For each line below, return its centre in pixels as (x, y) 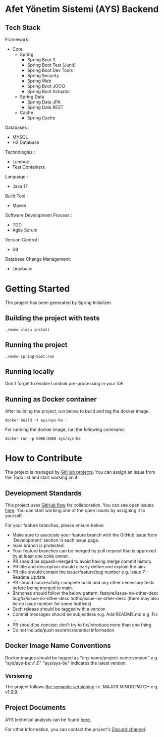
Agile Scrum (25, 230)
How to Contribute (44, 458)
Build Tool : (17, 196)
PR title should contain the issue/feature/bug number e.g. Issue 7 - (80, 572)
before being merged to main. (43, 588)
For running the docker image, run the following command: (65, 429)
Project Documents (35, 708)
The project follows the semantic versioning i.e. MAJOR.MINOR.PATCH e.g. (82, 687)
